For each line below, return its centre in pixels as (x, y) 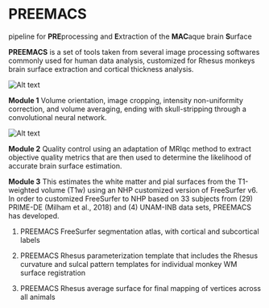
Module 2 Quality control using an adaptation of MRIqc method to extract (130, 148)
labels (30, 239)
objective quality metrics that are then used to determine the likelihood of (130, 157)
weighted (24, 189)
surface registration (53, 273)
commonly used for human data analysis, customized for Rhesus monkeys (132, 60)
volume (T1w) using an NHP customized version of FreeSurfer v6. (149, 189)
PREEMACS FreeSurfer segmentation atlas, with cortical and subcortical (139, 231)
